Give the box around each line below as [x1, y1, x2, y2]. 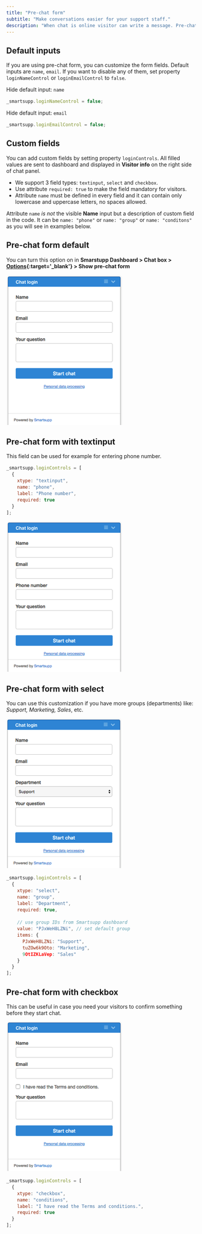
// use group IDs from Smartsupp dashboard [17, 919, 128, 925]
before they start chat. [6, 1010, 62, 1016]
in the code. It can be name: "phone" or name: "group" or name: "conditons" [6, 216, 192, 223]
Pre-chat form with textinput [6, 436, 115, 447]
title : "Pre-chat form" [6, 10, 66, 16]
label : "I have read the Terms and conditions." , [17, 1203, 144, 1209]
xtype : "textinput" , [17, 478, 69, 484]
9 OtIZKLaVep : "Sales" [22, 951, 77, 957]
